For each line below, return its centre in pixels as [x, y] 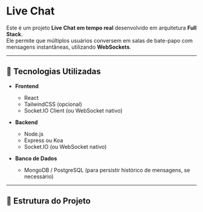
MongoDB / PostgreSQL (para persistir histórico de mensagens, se [107, 170]
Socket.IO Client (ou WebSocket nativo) [73, 110]
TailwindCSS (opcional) [53, 104]
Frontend [27, 86]
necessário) [39, 176]
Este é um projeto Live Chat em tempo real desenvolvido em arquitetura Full [101, 28]
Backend [26, 122]
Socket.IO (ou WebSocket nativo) [65, 146]
